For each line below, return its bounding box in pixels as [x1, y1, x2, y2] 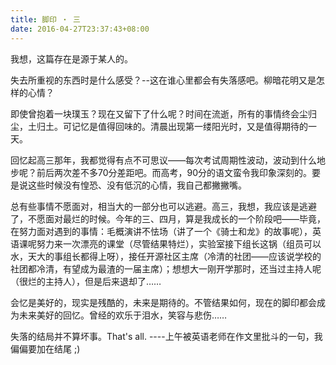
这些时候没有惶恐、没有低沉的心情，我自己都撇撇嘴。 [27, 179, 247, 191]
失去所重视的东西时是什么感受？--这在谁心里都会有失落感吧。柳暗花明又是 [10, 74, 317, 86]
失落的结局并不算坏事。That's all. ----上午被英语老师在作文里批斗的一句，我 [10, 330, 323, 342]
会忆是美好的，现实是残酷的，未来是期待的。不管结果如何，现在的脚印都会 [10, 296, 317, 308]
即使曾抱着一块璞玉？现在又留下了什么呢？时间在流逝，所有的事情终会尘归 [10, 107, 317, 120]
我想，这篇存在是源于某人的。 [10, 52, 133, 65]
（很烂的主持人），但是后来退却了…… [10, 275, 162, 287]
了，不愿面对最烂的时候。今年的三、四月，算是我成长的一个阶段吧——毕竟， [10, 212, 326, 225]
